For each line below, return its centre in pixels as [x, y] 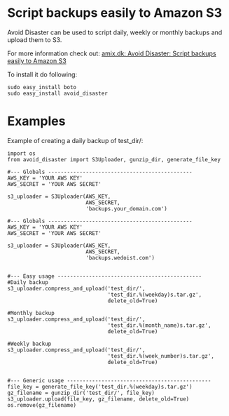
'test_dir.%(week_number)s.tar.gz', [161, 356]
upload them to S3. [35, 39]
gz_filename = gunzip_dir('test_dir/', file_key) [81, 393]
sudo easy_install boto [42, 87]
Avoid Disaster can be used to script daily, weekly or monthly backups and [115, 32]
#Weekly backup [29, 344]
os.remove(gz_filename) [42, 405]
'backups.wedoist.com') [120, 257]
